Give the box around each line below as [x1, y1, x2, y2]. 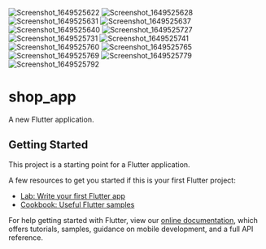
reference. [8, 232, 43, 243]
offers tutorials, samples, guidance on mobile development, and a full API [8, 224, 254, 234]
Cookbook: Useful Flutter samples [20, 200, 135, 209]
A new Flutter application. [8, 114, 94, 124]
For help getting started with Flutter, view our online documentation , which [8, 215, 259, 225]
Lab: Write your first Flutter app [20, 191, 126, 200]
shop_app [8, 88, 76, 106]
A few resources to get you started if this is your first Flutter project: [8, 175, 236, 185]
